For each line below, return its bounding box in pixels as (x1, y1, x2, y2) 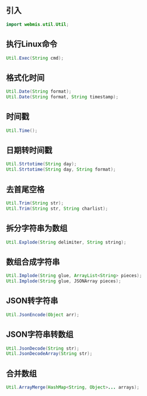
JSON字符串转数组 (6, 330, 74, 340)
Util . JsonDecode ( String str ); (6, 345, 80, 351)
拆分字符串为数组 (6, 223, 68, 233)
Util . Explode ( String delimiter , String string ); (6, 239, 127, 245)
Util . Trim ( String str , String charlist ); (6, 206, 108, 211)
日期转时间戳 (6, 145, 52, 155)
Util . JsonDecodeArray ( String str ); (6, 351, 93, 357)
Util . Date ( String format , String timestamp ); (6, 94, 118, 100)
